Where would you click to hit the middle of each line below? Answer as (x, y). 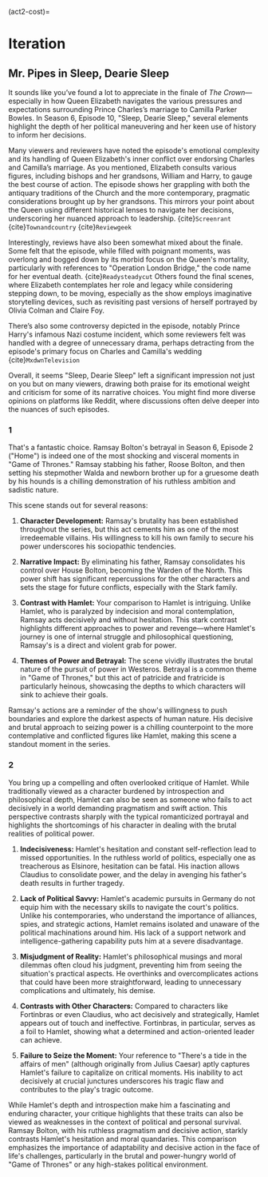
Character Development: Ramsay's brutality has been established (129, 521)
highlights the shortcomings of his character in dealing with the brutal (122, 825)
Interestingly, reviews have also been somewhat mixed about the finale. (126, 242)
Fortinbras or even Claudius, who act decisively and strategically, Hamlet (139, 1014)
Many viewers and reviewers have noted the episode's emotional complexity (134, 150)
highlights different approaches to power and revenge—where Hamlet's (138, 628)
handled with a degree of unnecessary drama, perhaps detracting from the (131, 343)
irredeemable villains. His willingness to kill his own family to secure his (136, 538)
